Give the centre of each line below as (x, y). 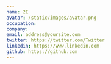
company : (17, 29)
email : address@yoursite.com (43, 35)
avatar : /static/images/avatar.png (52, 18)
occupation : (21, 23)
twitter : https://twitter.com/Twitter (56, 40)
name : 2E (17, 12)
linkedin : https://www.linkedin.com (53, 46)
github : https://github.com (42, 52)
